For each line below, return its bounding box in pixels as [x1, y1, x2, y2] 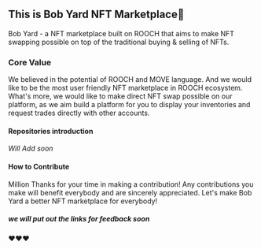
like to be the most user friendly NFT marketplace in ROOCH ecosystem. [8, 84, 243, 93]
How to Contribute [8, 162, 70, 171]
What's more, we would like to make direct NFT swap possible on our [8, 91, 233, 101]
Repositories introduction [8, 126, 94, 136]
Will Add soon [8, 143, 53, 154]
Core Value [8, 57, 52, 68]
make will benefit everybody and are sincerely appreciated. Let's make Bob [8, 188, 252, 197]
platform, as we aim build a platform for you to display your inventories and [8, 100, 251, 110]
